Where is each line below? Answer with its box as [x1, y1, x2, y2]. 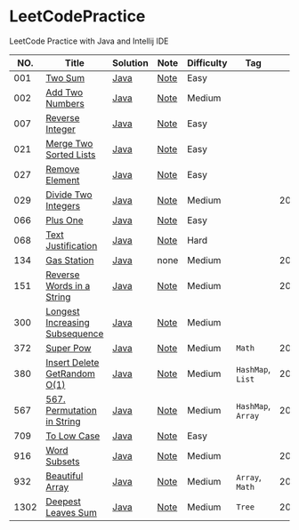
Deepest [45, 495, 82, 508]
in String [45, 415, 81, 428]
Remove [45, 163, 80, 175]
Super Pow [45, 341, 92, 354]
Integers [45, 199, 81, 212]
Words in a [45, 279, 91, 292]
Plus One [45, 213, 84, 226]
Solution [112, 56, 149, 68]
